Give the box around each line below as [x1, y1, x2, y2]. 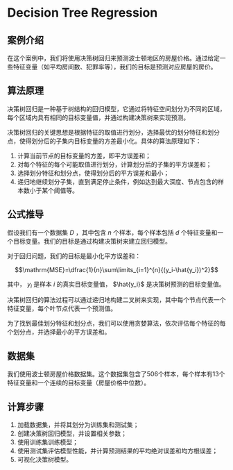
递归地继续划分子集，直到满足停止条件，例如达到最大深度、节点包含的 [17, 177, 218, 185]
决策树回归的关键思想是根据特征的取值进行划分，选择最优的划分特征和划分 [7, 128, 220, 136]
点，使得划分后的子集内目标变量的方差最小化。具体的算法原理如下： [7, 137, 202, 145]
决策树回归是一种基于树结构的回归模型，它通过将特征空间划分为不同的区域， [7, 104, 226, 112]
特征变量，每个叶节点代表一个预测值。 [7, 304, 116, 313]
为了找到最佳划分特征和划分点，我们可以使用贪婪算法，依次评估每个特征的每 [7, 319, 226, 328]
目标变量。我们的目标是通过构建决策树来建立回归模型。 [12, 237, 171, 245]
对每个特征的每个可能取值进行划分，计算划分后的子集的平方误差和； [17, 160, 212, 168]
